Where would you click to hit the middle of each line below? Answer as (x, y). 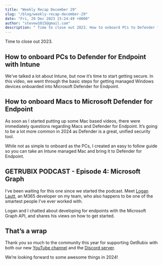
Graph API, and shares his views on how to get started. (60, 216)
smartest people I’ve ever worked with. (44, 201)
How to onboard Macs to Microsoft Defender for (79, 102)
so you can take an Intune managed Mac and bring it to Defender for (73, 151)
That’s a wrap (26, 231)
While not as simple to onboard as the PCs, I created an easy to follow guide (81, 146)
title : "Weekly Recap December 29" (41, 9)
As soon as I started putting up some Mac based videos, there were (73, 121)
